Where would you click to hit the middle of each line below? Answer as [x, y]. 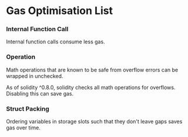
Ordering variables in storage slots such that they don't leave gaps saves [94, 122]
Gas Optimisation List [60, 11]
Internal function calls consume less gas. [56, 42]
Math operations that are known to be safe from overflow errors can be [92, 70]
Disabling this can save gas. [40, 93]
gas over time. [23, 128]
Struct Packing [28, 108]
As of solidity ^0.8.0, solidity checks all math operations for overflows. [91, 87]
